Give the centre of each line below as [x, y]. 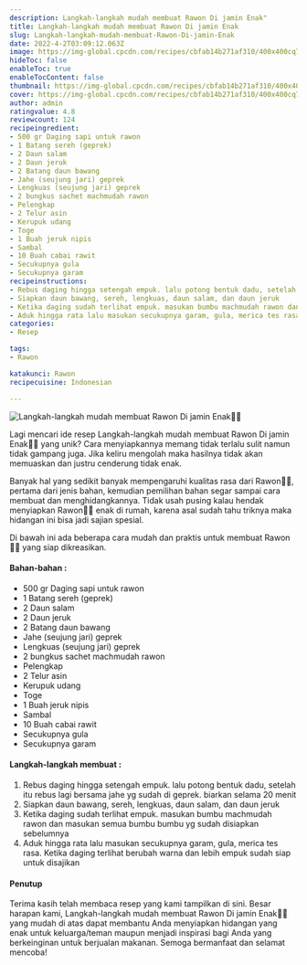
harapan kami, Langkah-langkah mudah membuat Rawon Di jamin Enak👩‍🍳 [148, 914]
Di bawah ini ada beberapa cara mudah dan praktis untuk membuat [136, 537]
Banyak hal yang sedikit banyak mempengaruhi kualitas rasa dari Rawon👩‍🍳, [152, 481]
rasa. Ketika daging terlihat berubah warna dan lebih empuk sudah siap [157, 853]
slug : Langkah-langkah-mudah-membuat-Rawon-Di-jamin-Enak [122, 35]
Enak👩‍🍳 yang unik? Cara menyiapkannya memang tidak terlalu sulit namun [150, 443]
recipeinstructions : [49, 281]
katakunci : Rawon [42, 374]
